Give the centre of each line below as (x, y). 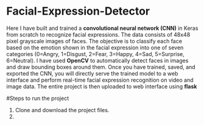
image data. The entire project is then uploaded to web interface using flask (102, 86)
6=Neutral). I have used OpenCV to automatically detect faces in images (97, 60)
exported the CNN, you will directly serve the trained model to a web (92, 73)
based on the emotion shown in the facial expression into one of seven (95, 48)
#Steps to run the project (37, 98)
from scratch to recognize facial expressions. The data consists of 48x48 (98, 34)
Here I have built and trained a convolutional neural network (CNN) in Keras (102, 28)
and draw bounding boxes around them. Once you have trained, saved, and (101, 67)
